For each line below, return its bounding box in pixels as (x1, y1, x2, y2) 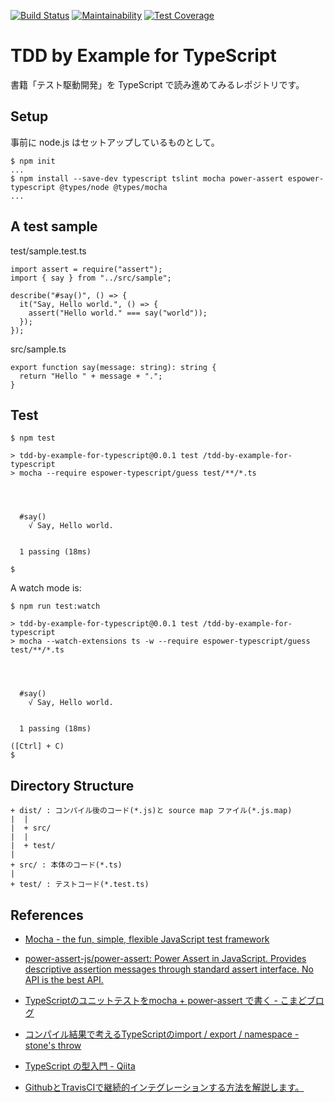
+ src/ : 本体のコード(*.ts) (10, 860, 123, 870)
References (10, 906, 84, 924)
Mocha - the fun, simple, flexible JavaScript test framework (24, 933, 270, 945)
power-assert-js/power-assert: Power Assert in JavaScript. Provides (24, 953, 307, 964)
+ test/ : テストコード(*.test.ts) (10, 880, 150, 890)
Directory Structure (10, 777, 135, 794)
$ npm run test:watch (10, 601, 101, 612)
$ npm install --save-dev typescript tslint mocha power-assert (10, 173, 284, 184)
